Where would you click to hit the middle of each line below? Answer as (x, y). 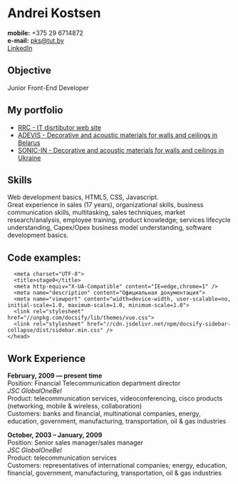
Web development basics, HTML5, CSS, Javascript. (83, 197)
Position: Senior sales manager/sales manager (76, 443)
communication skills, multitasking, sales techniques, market (96, 213)
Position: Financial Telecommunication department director (94, 383)
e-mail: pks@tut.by (36, 40)
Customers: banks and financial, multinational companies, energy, (104, 413)
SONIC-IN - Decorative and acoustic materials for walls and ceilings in (121, 150)
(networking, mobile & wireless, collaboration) (75, 406)
